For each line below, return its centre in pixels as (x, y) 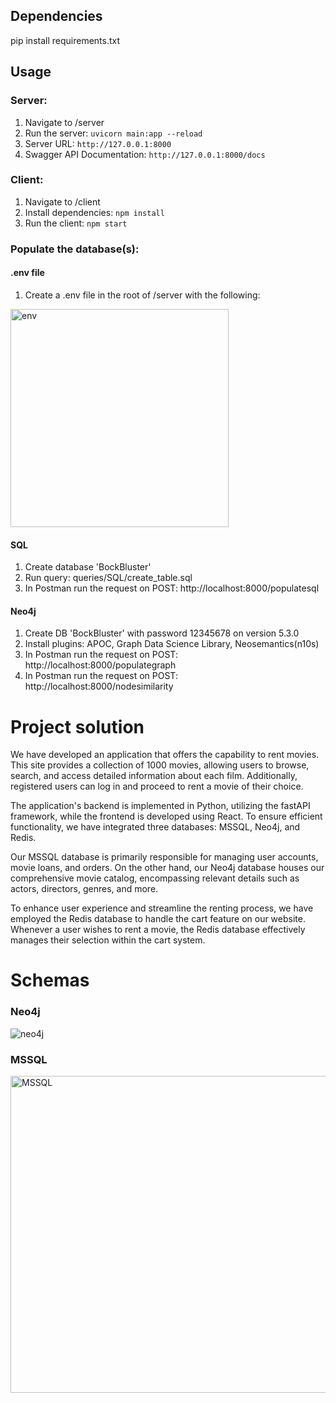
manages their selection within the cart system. (108, 940)
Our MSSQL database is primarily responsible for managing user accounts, (164, 857)
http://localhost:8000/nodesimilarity (99, 686)
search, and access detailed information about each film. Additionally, (154, 776)
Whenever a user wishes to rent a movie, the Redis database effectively (158, 930)
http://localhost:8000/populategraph (100, 665)
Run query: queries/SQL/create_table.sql (108, 578)
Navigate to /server (64, 122)
